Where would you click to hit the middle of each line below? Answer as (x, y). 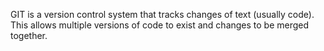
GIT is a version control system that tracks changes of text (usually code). (162, 14)
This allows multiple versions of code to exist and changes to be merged (160, 25)
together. (29, 35)
